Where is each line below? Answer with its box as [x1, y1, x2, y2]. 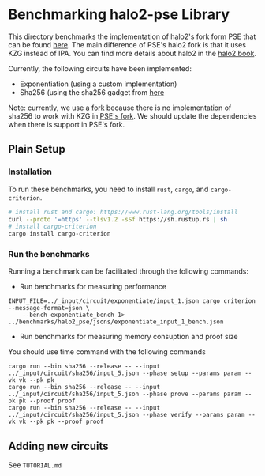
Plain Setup [8, 142, 65, 156]
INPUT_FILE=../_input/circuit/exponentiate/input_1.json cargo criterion [8, 297, 256, 305]
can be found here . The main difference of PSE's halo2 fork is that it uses [8, 40, 247, 49]
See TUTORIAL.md [8, 460, 62, 470]
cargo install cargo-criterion [8, 230, 111, 238]
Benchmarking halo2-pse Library [8, 6, 230, 24]
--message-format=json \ [8, 304, 90, 312]
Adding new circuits [8, 439, 109, 452]
